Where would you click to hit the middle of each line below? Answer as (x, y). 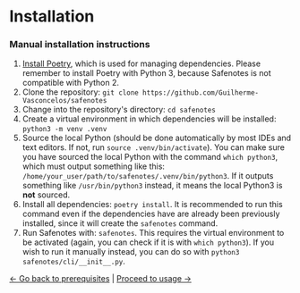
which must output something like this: (94, 166)
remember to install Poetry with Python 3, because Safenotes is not (146, 73)
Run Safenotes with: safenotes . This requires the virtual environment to (153, 233)
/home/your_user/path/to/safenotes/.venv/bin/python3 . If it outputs (148, 176)
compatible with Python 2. (70, 83)
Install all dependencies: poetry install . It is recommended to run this (153, 205)
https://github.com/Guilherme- (201, 93)
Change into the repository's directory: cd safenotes (119, 110)
